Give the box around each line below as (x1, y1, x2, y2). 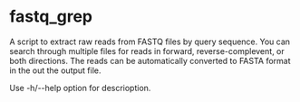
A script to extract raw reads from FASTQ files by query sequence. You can (9, 36, 291, 47)
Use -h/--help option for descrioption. (9, 82, 151, 93)
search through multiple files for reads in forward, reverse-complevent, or (9, 45, 285, 56)
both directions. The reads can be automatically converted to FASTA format (9, 55, 292, 66)
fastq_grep (9, 6, 93, 27)
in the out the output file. (9, 65, 102, 76)
